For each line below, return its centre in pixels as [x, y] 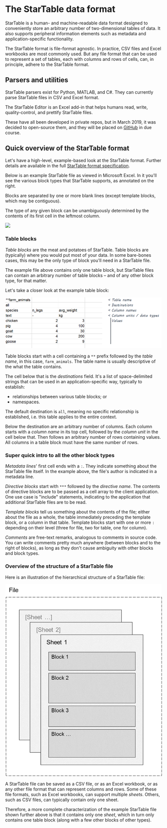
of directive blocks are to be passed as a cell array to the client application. [82, 492]
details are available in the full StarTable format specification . [68, 166]
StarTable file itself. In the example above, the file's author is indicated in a [81, 472]
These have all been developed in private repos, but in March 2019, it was [81, 122]
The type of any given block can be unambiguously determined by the [77, 210]
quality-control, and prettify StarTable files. [49, 112]
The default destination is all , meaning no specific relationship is [72, 412]
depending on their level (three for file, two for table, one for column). [76, 528]
